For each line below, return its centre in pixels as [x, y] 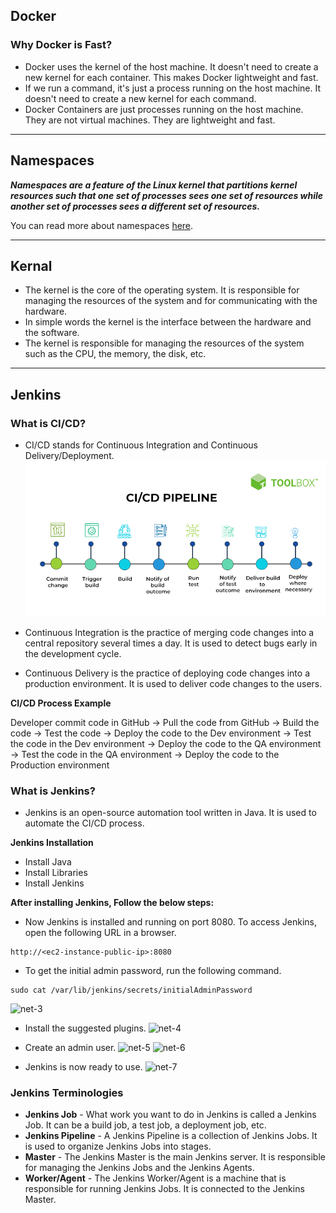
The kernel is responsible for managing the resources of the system [164, 343]
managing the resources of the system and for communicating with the [171, 301]
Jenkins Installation [52, 843]
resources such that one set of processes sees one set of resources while [167, 195]
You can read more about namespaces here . [102, 225]
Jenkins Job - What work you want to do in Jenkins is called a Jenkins [170, 1115]
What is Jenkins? [53, 791]
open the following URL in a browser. [100, 933]
